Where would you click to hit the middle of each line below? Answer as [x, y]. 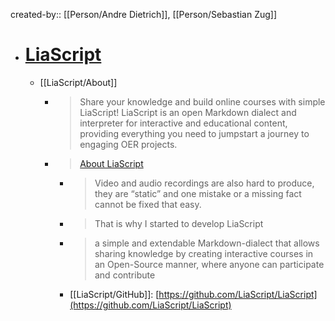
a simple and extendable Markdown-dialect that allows [207, 243]
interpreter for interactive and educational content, [183, 123]
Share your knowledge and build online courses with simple [202, 101]
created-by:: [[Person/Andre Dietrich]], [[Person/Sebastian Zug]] [144, 14]
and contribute [125, 275]
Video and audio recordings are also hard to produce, [204, 183]
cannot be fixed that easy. [148, 204]
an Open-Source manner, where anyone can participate [209, 264]
